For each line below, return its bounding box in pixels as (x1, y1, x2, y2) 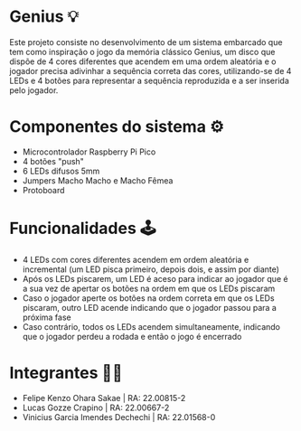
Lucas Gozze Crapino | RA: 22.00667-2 (22, 402, 170, 413)
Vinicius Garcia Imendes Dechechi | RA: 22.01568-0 (22, 411, 216, 422)
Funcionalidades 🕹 (9, 219, 156, 239)
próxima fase (22, 312, 71, 323)
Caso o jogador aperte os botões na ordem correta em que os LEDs (22, 292, 275, 304)
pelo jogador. (9, 84, 59, 96)
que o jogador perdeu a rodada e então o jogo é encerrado (22, 331, 242, 342)
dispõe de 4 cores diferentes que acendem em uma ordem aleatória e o (9, 56, 277, 67)
